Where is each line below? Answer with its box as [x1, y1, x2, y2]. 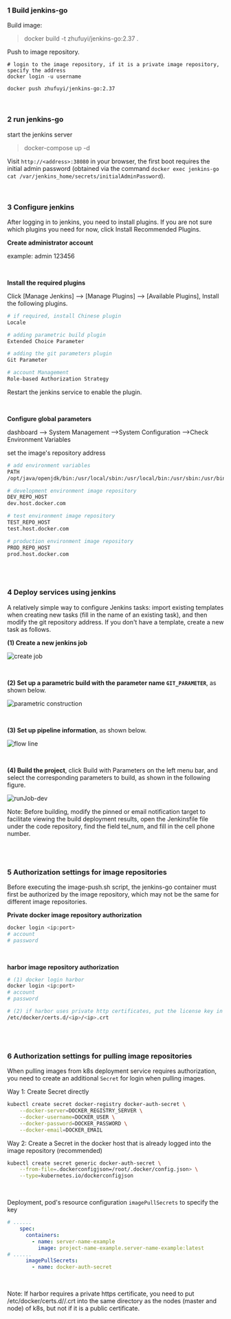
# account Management [7, 369, 69, 376]
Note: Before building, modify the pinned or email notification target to [7, 807, 206, 815]
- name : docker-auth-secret [32, 1264, 112, 1271]
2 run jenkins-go [7, 114, 64, 124]
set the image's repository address [7, 449, 106, 457]
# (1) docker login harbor [7, 976, 85, 983]
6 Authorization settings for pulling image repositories [7, 1051, 192, 1061]
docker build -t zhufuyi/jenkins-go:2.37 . [23, 34, 139, 43]
